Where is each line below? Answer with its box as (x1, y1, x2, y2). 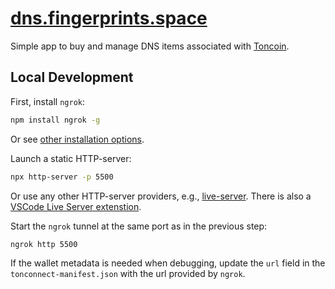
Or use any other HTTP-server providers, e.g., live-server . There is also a (10, 190, 312, 202)
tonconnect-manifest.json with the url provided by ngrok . (10, 268, 246, 280)
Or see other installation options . (10, 133, 145, 145)
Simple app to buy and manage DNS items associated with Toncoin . (10, 40, 290, 52)
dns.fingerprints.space (10, 7, 208, 30)
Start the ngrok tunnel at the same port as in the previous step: (10, 220, 268, 232)
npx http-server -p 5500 (10, 172, 114, 182)
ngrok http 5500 (10, 239, 78, 249)
